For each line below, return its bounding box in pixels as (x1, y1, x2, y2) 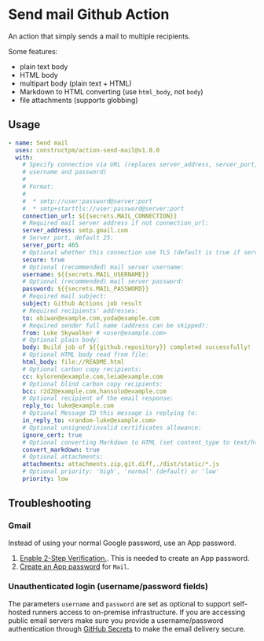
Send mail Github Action (8, 5, 170, 24)
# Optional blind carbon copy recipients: (22, 379, 163, 388)
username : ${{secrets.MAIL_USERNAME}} (22, 270, 149, 278)
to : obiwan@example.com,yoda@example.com (22, 314, 159, 322)
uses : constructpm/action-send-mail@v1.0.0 (15, 146, 159, 154)
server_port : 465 (22, 241, 79, 249)
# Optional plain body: (22, 336, 101, 344)
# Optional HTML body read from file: (22, 351, 149, 359)
